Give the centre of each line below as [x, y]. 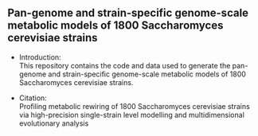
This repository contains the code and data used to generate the [125, 65]
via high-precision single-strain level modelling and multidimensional [131, 115]
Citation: [33, 98]
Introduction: [40, 57]
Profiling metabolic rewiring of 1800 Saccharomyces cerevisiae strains [134, 106]
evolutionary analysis [54, 123]
